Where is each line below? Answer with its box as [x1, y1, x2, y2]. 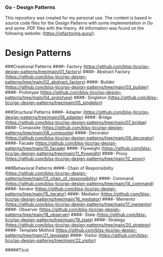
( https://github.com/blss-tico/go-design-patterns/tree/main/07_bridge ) [5, 120, 147, 126]
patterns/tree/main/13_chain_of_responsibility [5, 176, 96, 182]
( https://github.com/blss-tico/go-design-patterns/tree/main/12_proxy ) [5, 156, 145, 162]
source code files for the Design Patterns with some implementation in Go [5, 20, 153, 26]
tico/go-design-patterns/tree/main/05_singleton [5, 100, 101, 106]
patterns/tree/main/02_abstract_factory [5, 79, 84, 85]
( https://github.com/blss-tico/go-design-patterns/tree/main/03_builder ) [5, 84, 149, 90]
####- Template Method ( [5, 227, 57, 233]
